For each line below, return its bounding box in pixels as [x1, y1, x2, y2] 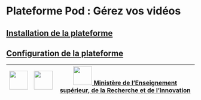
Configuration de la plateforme [6, 48, 124, 58]
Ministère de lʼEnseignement [93, 79, 178, 87]
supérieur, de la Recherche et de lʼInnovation [59, 86, 191, 95]
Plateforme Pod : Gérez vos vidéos [6, 4, 181, 18]
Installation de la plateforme [6, 28, 113, 38]
